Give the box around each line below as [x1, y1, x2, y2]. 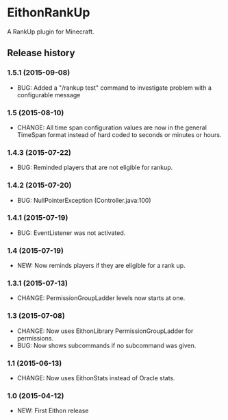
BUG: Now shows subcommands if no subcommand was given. [16, 341, 197, 349]
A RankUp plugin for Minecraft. [7, 27, 94, 36]
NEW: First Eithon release [16, 406, 89, 415]
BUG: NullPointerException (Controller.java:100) [16, 196, 152, 204]
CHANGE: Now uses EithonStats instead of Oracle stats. [16, 374, 176, 382]
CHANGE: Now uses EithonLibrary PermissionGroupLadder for [16, 327, 194, 335]
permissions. [16, 334, 53, 342]
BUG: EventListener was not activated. [16, 228, 126, 237]
